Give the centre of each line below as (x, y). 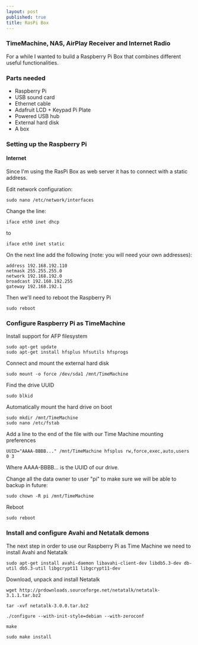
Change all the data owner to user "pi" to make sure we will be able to (91, 479)
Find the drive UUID (30, 385)
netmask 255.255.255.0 (34, 271)
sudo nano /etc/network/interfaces (50, 200)
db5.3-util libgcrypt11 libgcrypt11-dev (70, 568)
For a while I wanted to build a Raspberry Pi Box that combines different (94, 56)
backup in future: (27, 485)
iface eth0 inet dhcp (33, 222)
